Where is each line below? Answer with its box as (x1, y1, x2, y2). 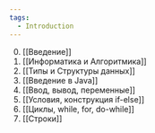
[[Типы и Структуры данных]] (22, 65, 136, 76)
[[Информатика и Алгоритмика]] (22, 56, 147, 66)
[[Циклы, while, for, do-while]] (22, 103, 134, 114)
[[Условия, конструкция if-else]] (22, 93, 145, 104)
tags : (9, 13, 30, 22)
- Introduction (17, 22, 74, 31)
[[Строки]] (22, 113, 63, 124)
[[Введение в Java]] (22, 75, 99, 85)
